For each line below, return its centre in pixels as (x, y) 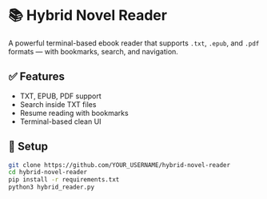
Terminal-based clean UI (60, 121)
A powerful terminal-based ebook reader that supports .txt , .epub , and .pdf (134, 43)
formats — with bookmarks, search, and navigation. (93, 51)
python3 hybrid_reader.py (51, 187)
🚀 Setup (28, 147)
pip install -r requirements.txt (64, 180)
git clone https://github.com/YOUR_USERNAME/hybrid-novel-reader (119, 165)
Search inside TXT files (58, 104)
